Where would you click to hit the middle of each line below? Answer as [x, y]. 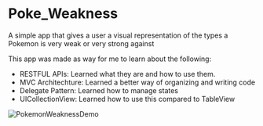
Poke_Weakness [63, 14]
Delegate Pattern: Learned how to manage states [99, 90]
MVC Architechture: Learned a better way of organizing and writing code [137, 82]
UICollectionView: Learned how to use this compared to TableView [127, 99]
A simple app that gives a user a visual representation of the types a [118, 35]
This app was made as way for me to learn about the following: [110, 59]
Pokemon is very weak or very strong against [81, 43]
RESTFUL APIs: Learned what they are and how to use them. [117, 74]
